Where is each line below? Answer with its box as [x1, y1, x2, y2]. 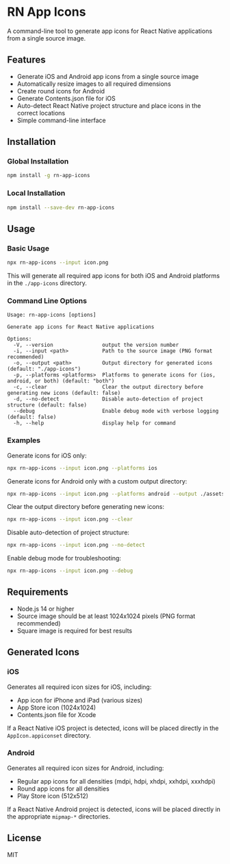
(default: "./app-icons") [7, 365, 81, 373]
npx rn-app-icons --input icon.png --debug [7, 567, 133, 574]
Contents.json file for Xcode [16, 710, 97, 718]
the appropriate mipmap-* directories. [7, 812, 111, 821]
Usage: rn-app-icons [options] [7, 312, 97, 319]
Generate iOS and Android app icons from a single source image [16, 72, 199, 80]
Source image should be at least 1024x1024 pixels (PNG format [16, 612, 196, 620]
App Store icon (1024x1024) [16, 703, 97, 712]
